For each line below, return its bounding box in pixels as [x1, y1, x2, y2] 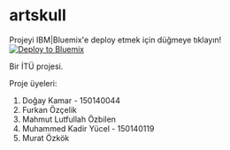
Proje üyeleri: [9, 78, 57, 88]
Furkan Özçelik [21, 104, 77, 115]
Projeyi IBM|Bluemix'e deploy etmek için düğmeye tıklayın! [9, 34, 222, 45]
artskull [9, 5, 66, 26]
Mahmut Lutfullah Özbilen [21, 114, 117, 124]
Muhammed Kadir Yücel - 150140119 [21, 123, 155, 133]
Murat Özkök [21, 132, 70, 143]
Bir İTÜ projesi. [9, 61, 64, 71]
